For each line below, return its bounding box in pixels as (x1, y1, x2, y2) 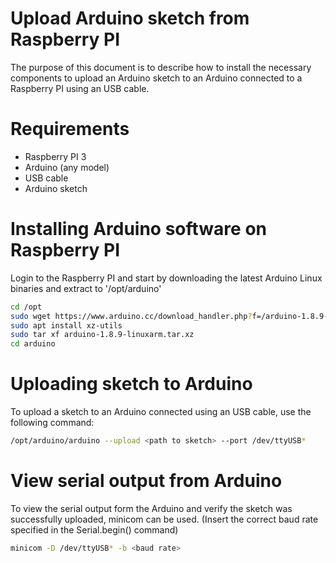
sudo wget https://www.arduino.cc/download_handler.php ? (10, 311, 253, 321)
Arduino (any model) (24, 161, 110, 173)
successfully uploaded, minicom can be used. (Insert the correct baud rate (10, 513, 319, 525)
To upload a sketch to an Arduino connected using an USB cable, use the (10, 406, 312, 418)
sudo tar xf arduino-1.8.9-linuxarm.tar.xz (10, 330, 195, 340)
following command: (10, 417, 95, 429)
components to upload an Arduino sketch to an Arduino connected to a (10, 72, 303, 84)
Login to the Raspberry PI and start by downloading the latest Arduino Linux (10, 272, 323, 284)
